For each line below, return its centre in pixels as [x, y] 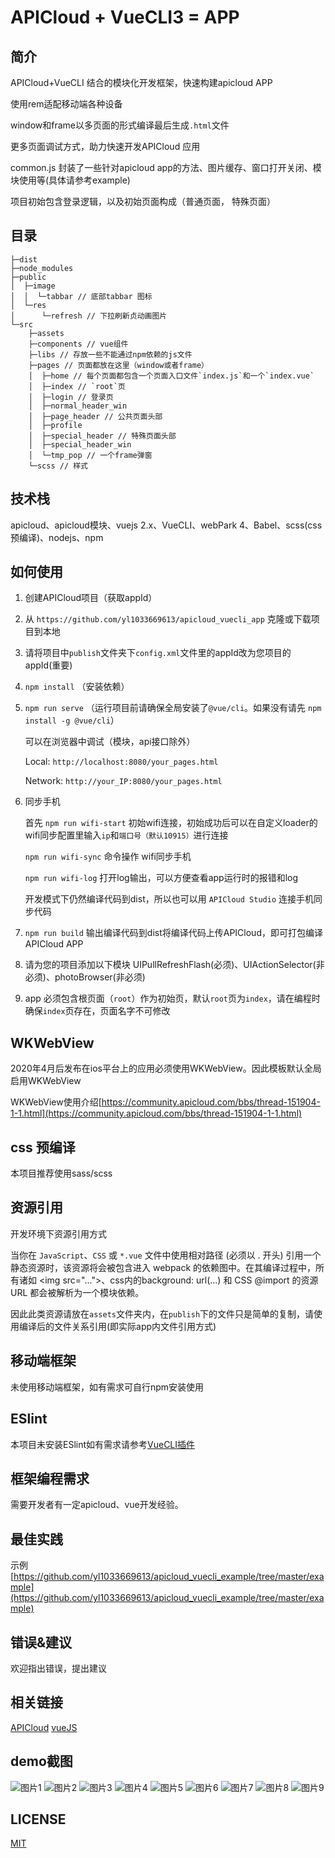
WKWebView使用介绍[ [56, 1102]
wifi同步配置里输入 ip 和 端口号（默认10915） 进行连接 [126, 835]
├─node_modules [42, 268]
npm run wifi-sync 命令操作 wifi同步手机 [108, 857]
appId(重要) [48, 665]
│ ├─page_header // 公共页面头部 [95, 416]
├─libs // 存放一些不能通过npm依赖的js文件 [110, 354]
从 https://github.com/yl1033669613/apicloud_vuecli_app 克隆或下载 [168, 619]
